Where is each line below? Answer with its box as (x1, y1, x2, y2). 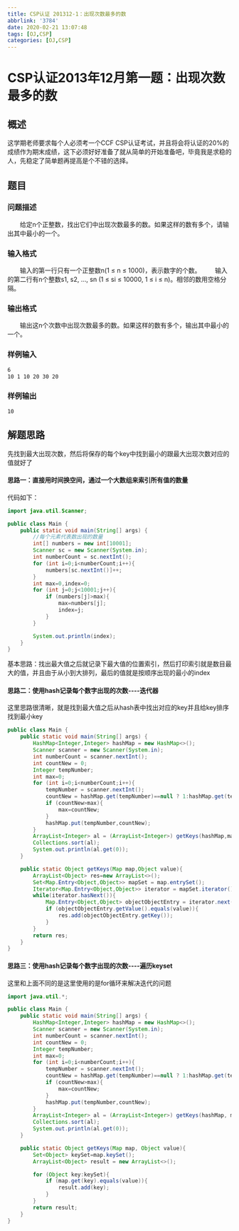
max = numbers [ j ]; (58, 600, 107, 607)
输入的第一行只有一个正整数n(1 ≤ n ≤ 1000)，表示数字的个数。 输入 (19, 266, 228, 275)
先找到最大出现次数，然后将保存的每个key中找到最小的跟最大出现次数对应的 (7, 449, 230, 457)
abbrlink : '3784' (7, 17, 59, 24)
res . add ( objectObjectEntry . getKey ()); (58, 912, 174, 919)
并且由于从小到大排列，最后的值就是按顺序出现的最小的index (31, 669, 211, 677)
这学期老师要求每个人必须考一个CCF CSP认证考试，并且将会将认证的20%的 (7, 138, 229, 147)
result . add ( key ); (58, 1184, 110, 1192)
